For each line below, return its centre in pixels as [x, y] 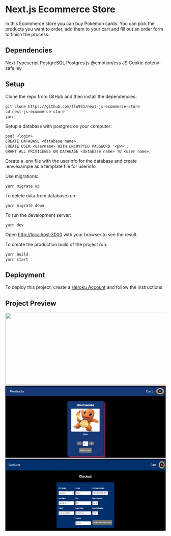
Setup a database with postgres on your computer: [59, 126]
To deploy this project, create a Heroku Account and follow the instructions [84, 287]
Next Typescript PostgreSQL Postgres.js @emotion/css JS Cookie [75, 63]
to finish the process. [27, 34]
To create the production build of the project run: [56, 244]
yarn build [17, 254]
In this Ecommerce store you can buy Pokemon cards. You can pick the [80, 23]
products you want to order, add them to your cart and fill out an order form [84, 29]
